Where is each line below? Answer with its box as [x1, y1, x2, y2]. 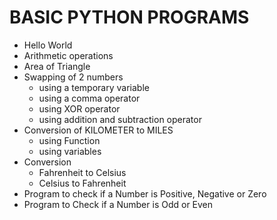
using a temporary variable [38, 81, 150, 93]
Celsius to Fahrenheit [38, 177, 127, 189]
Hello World [23, 39, 73, 51]
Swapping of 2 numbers [23, 71, 124, 83]
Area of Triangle [23, 60, 91, 72]
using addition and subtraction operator [38, 113, 202, 125]
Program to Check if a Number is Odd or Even [23, 198, 214, 210]
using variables [38, 145, 102, 157]
